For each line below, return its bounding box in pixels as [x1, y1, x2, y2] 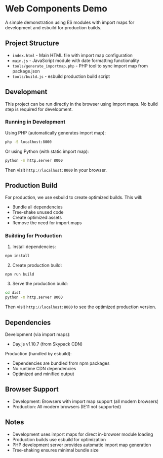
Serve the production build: [12, 281, 68, 287]
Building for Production [5, 232, 62, 239]
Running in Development [5, 119, 66, 126]
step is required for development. [5, 106, 73, 112]
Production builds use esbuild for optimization [12, 436, 106, 442]
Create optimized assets [12, 214, 62, 221]
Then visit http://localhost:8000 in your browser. [5, 167, 107, 173]
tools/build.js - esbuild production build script [12, 73, 110, 79]
